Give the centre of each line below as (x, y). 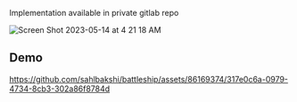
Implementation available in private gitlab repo (94, 13)
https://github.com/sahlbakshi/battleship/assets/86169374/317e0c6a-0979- (148, 79)
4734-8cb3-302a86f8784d (60, 89)
